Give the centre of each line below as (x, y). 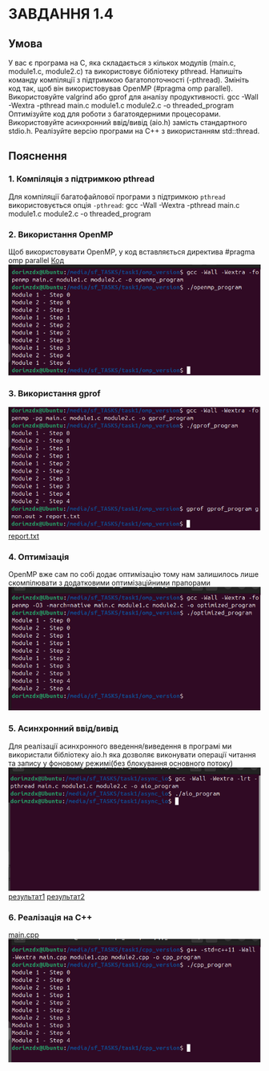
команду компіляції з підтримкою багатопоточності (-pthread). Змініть (129, 80)
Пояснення (38, 156)
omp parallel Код (36, 260)
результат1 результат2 (47, 896)
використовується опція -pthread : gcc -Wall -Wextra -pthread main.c (124, 205)
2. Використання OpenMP (61, 234)
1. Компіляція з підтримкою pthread (81, 179)
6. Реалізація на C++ (50, 917)
